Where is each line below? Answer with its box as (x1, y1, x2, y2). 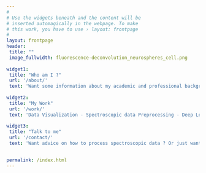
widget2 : (6, 94, 29, 101)
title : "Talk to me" (9, 129, 62, 135)
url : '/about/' (9, 77, 48, 83)
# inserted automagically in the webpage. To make (6, 20, 139, 26)
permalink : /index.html (6, 157, 67, 163)
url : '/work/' (9, 106, 45, 112)
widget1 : (6, 66, 29, 72)
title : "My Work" (9, 100, 53, 106)
